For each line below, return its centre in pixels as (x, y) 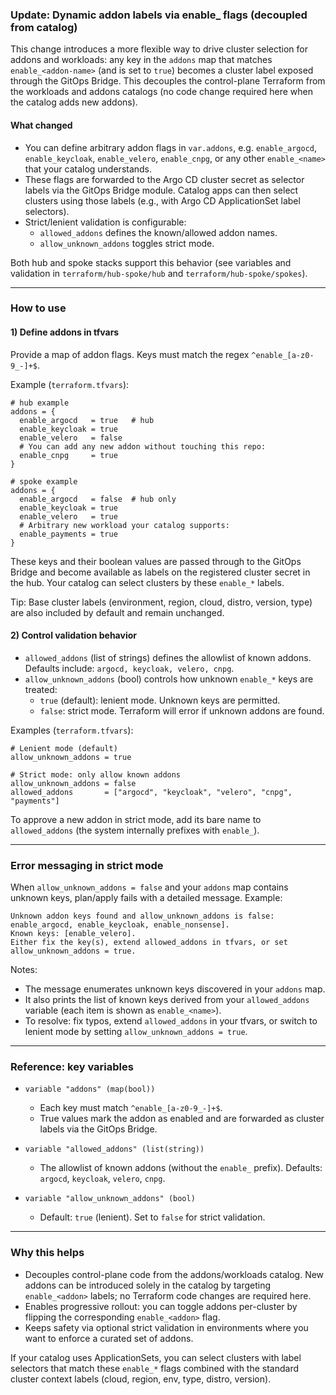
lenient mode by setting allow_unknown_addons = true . (136, 1032)
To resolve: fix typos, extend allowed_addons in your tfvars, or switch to (171, 1021)
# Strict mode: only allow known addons (96, 774)
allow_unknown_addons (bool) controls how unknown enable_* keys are (169, 679)
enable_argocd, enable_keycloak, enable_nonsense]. (120, 925)
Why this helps (47, 1253)
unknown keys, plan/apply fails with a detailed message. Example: (146, 898)
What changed (41, 125)
